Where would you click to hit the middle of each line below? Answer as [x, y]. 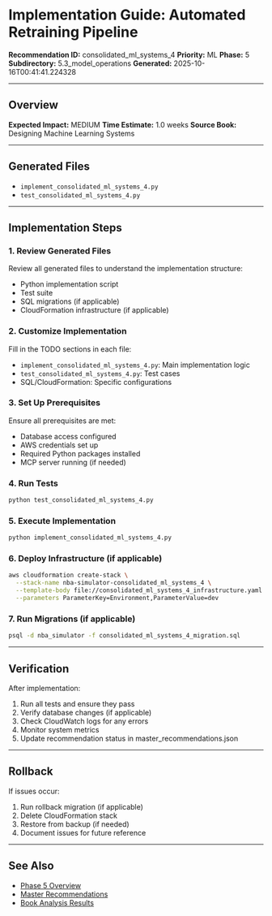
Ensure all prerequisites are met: [62, 421]
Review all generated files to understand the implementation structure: [125, 269]
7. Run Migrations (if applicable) [72, 619]
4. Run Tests [33, 483]
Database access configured [68, 436]
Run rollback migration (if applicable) [82, 806]
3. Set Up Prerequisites [55, 403]
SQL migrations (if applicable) [70, 301]
